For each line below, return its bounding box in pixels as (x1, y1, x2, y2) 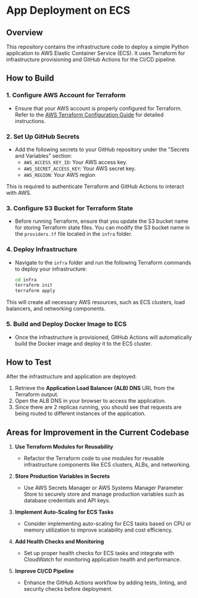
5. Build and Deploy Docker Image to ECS (6, 320, 127, 329)
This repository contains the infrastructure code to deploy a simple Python (6, 43, 189, 50)
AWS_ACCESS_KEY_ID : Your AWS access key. (23, 158, 128, 165)
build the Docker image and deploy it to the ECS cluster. (14, 340, 152, 347)
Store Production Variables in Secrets (14, 473, 110, 480)
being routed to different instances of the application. (14, 410, 146, 417)
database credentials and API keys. (23, 497, 110, 504)
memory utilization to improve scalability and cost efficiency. (23, 526, 173, 533)
